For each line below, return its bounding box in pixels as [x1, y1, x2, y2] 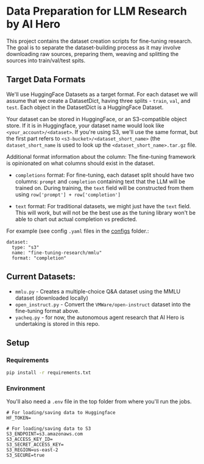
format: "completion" [12, 255, 67, 261]
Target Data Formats [6, 74, 86, 85]
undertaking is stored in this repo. [15, 320, 100, 327]
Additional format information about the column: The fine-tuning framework [6, 153, 196, 160]
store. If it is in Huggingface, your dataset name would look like [6, 122, 164, 129]
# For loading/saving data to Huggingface [6, 410, 116, 416]
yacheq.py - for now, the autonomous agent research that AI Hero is [15, 314, 185, 321]
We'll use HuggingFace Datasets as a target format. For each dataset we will [6, 90, 198, 98]
